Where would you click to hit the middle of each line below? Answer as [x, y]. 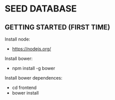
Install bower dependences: [34, 78]
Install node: [18, 39]
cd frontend [24, 87]
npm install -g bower [34, 68]
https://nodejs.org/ [32, 49]
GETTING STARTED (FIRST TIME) [57, 27]
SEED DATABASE [41, 9]
